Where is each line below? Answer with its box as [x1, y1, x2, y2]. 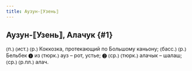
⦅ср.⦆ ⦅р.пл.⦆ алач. [6, 59, 49, 66]
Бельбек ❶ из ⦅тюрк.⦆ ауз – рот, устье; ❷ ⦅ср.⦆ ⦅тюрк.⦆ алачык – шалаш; [6, 52, 183, 59]
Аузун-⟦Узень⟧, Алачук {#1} [6, 30, 113, 40]
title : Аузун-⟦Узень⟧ [6, 8, 59, 15]
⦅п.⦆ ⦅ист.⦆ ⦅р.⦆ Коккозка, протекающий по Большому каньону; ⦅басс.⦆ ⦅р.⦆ [6, 45, 187, 52]
